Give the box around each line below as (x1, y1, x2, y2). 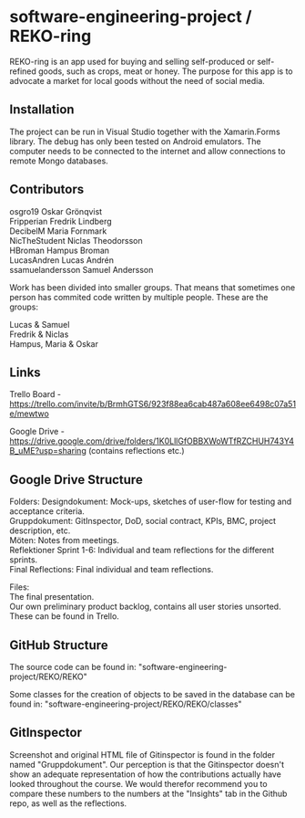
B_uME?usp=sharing (9, 446, 86, 456)
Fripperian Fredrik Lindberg (9, 215, 112, 226)
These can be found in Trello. (9, 611, 120, 622)
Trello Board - (9, 389, 62, 400)
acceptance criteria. (9, 506, 85, 517)
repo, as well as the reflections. (9, 797, 127, 809)
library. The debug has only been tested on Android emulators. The (9, 135, 261, 147)
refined (9, 66, 36, 77)
